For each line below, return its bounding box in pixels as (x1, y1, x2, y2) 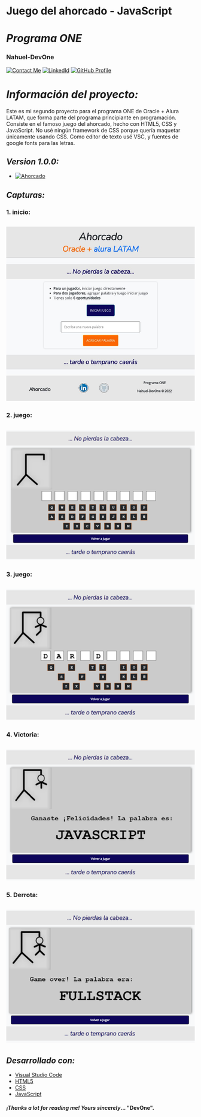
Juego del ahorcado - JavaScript (6, 4, 172, 18)
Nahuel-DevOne (6, 53, 54, 61)
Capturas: (6, 190, 45, 200)
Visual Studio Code (14, 1071, 63, 1079)
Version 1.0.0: (6, 157, 59, 167)
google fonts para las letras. (6, 139, 75, 146)
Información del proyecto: (6, 87, 139, 101)
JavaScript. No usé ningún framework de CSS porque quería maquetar (6, 126, 181, 134)
